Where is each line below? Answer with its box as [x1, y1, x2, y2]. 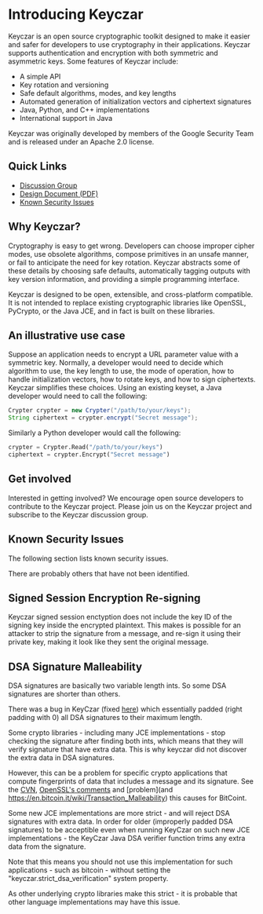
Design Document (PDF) [19, 188, 99, 198]
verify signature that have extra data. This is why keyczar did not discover [8, 744, 247, 755]
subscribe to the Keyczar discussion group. [8, 510, 149, 519]
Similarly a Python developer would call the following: [8, 428, 181, 437]
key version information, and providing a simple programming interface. [8, 274, 240, 283]
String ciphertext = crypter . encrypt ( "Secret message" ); [8, 414, 199, 422]
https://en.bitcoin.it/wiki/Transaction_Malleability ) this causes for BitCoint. [8, 793, 247, 802]
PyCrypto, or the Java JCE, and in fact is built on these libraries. [8, 306, 215, 316]
